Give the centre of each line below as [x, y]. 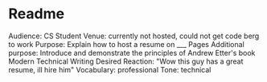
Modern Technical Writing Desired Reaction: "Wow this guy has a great [126, 61]
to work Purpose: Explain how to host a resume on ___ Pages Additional [127, 44]
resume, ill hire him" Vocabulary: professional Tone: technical [110, 69]
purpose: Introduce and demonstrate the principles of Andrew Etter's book [132, 53]
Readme [37, 14]
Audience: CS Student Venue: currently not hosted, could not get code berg [134, 36]
